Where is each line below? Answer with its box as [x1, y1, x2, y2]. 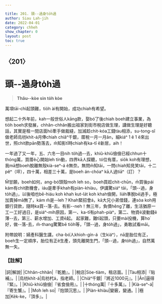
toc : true [5, 38, 25, 44]
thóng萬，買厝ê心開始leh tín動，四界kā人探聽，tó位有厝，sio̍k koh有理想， [5, 157, 154, 162]
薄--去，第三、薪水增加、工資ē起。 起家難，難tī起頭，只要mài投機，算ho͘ [5, 215, 150, 221]
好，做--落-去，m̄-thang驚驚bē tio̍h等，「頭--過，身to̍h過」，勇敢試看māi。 [5, 222, 152, 227]
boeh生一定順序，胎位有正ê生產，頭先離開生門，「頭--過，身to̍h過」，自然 [5, 238, 151, 244]
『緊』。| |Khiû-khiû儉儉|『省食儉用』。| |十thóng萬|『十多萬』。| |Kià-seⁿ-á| [5, 281, 154, 287]
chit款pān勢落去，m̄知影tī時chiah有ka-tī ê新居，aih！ [17, 140, 123, 146]
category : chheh [5, 25, 38, 30]
